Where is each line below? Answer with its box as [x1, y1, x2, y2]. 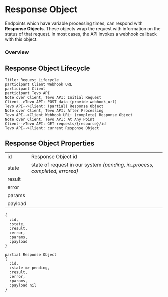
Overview [5, 49, 29, 56]
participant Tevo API [5, 90, 50, 96]
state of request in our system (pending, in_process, [31, 161, 154, 168]
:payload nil [9, 283, 37, 288]
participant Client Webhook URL [5, 82, 72, 87]
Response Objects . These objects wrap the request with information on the [5, 25, 161, 31]
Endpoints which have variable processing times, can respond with [5, 20, 143, 26]
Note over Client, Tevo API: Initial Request [5, 95, 101, 100]
